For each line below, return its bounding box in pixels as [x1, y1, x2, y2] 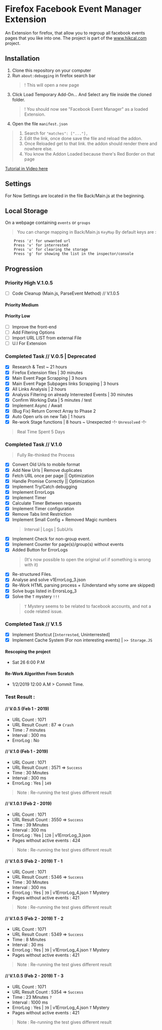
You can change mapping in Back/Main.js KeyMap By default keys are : [17, 229, 157, 235]
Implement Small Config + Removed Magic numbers [12, 517, 117, 523]
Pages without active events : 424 [12, 838, 81, 843]
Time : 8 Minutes [12, 937, 46, 943]
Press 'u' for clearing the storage [14, 247, 89, 252]
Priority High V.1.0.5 [5, 279, 53, 286]
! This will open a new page [24, 82, 79, 88]
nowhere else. [24, 145, 53, 152]
